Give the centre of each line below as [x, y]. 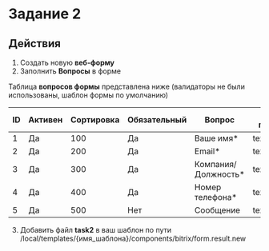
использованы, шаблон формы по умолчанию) [88, 95]
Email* [207, 151]
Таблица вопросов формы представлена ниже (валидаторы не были [127, 86]
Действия [35, 44]
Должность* [220, 174]
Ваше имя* [217, 138]
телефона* [216, 197]
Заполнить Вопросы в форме [70, 71]
